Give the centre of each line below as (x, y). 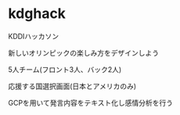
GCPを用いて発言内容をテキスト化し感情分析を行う (91, 102)
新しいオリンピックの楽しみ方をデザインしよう (83, 52)
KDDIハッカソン (34, 36)
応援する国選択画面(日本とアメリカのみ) (72, 86)
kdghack (37, 14)
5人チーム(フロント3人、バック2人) (65, 69)
